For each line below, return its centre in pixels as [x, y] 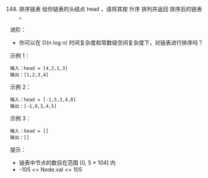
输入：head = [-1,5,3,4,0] [43, 100]
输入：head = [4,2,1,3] [39, 69]
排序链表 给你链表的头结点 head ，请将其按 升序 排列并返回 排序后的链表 [110, 9]
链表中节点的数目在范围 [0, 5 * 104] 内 [67, 163]
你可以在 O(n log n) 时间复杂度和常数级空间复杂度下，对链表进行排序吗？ [111, 43]
